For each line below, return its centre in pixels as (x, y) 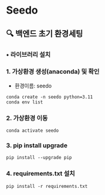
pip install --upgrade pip (39, 158)
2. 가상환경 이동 (27, 118)
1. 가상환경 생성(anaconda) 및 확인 (53, 71)
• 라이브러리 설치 (28, 54)
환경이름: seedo (33, 86)
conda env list (25, 102)
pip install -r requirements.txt (47, 186)
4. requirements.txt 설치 (40, 174)
